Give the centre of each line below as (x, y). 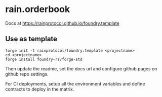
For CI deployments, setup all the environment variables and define (75, 83)
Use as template (31, 39)
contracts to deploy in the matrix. (40, 89)
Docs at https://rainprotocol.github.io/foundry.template (63, 23)
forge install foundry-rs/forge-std (44, 59)
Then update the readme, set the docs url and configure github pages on (81, 68)
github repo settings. (27, 74)
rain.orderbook (37, 9)
